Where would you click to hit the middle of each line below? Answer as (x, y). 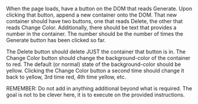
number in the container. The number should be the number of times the (95, 34)
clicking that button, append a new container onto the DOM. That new (92, 15)
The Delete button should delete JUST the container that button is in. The (96, 52)
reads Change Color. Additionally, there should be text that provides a (91, 27)
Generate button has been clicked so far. (56, 40)
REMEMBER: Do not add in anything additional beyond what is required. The (99, 88)
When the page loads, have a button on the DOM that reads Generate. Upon (99, 9)
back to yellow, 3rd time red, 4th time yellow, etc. (66, 77)
